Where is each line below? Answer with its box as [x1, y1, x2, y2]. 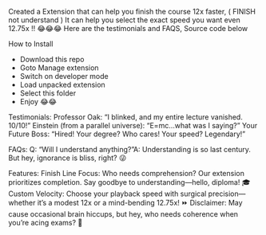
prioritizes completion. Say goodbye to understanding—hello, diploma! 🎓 [8, 178, 251, 186]
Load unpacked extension [19, 80, 105, 89]
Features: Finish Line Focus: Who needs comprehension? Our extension [8, 169, 245, 178]
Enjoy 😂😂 [19, 97, 58, 106]
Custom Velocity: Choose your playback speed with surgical [8, 189, 207, 198]
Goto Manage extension [19, 63, 99, 72]
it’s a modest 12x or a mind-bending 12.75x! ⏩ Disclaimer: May [37, 198, 243, 207]
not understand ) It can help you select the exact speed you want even [8, 15, 241, 25]
